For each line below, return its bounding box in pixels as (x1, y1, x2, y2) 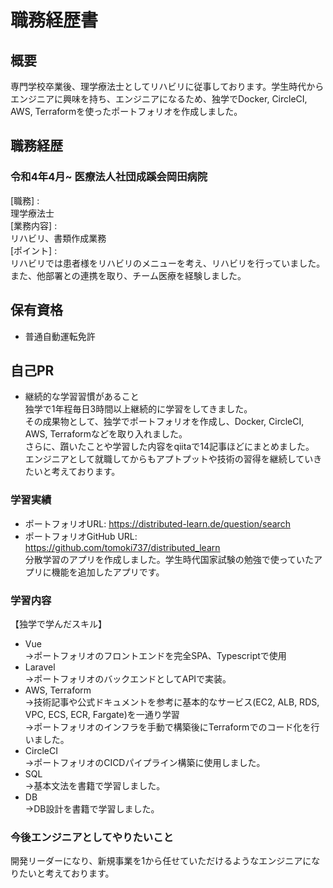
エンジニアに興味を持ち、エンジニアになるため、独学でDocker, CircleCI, (10, 93, 308, 105)
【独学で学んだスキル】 (10, 617, 107, 630)
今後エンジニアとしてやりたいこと (10, 830, 174, 844)
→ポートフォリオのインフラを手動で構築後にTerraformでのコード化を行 (24, 721, 320, 733)
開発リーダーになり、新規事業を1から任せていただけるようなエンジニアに (10, 855, 312, 867)
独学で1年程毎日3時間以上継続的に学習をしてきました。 (24, 403, 253, 415)
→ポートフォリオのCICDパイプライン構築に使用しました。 (24, 756, 266, 768)
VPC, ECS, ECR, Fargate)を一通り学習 (24, 708, 180, 720)
